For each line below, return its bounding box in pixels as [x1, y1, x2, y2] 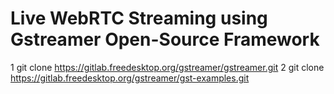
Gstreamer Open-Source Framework [10, 28, 320, 51]
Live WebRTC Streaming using [10, 7, 268, 30]
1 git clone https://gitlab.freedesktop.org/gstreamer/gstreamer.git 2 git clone [10, 61, 325, 73]
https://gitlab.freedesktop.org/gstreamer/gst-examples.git [10, 72, 250, 84]
